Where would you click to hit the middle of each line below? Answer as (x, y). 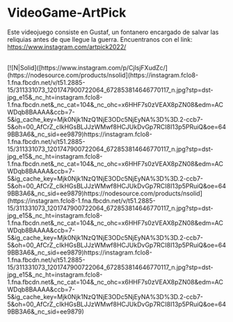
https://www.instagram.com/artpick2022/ (67, 47)
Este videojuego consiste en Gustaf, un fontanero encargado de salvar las (113, 32)
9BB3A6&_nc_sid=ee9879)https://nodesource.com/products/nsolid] (105, 193)
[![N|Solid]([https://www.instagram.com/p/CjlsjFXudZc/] (88, 67)
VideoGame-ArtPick (67, 13)
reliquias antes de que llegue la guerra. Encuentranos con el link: (100, 39)
